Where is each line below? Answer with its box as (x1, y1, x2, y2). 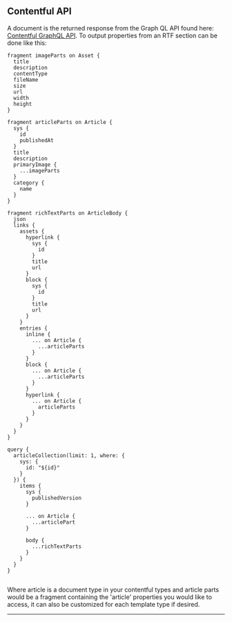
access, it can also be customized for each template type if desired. (7, 600, 200, 608)
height (13, 100, 32, 107)
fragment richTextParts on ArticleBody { (7, 209, 128, 217)
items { (19, 482, 41, 489)
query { (7, 446, 30, 453)
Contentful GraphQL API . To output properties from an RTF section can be (7, 31, 217, 39)
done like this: (7, 38, 47, 47)
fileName (13, 76, 39, 83)
